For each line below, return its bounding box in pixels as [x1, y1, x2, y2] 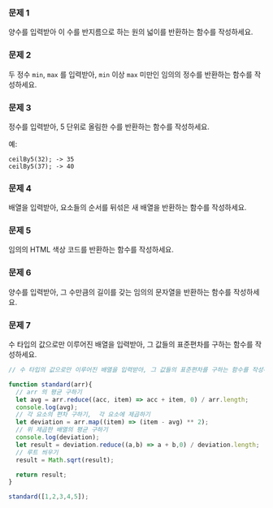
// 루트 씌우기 [15, 448, 58, 456]
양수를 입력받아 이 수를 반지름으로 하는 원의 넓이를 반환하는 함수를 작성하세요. [8, 27, 253, 37]
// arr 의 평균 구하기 [15, 388, 83, 396]
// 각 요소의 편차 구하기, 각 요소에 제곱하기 [15, 411, 151, 419]
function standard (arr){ [8, 380, 93, 389]
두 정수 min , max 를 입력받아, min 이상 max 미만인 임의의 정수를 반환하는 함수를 [8, 69, 253, 79]
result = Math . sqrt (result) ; [15, 456, 115, 464]
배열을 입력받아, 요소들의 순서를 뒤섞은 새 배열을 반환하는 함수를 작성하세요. [8, 203, 247, 213]
